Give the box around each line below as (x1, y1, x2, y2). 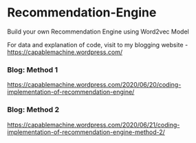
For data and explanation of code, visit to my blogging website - (7, 40, 188, 49)
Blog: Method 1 (7, 65, 58, 75)
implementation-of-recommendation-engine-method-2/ (7, 128, 165, 136)
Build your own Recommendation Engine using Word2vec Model (7, 27, 189, 36)
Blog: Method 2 (7, 105, 60, 114)
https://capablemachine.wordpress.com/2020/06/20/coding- (7, 81, 182, 89)
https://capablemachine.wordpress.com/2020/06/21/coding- (7, 120, 180, 129)
